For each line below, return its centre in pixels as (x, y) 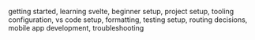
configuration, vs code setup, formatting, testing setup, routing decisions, (128, 20)
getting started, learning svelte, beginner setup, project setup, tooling (121, 11)
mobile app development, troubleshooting (76, 28)
